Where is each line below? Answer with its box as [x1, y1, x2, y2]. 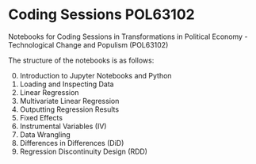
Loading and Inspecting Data [19, 79, 114, 89]
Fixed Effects [19, 113, 63, 122]
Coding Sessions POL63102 [8, 6, 196, 24]
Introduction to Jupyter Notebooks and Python [19, 71, 172, 80]
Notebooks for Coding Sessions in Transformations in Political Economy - [8, 32, 248, 41]
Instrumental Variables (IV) [19, 121, 107, 131]
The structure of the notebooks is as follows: [8, 55, 155, 65]
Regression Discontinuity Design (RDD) [19, 147, 148, 156]
